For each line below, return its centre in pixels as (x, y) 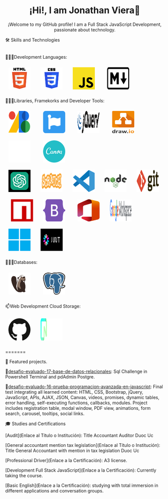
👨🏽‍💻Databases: (21, 262)
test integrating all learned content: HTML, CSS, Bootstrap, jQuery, (74, 392)
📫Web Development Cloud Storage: (43, 306)
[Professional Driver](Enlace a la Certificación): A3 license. (66, 460)
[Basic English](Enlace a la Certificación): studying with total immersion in (82, 485)
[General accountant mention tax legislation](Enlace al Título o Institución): (83, 445)
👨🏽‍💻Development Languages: (36, 57)
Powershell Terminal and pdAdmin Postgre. (50, 376)
